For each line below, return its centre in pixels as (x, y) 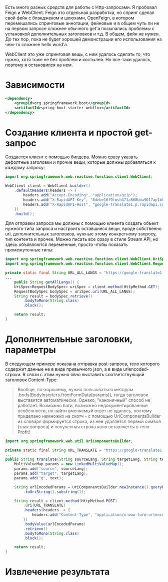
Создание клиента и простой (69, 132)
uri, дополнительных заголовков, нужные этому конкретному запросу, (81, 234)
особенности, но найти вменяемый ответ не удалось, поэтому (84, 411)
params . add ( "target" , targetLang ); (51, 474)
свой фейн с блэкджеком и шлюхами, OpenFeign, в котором (70, 18)
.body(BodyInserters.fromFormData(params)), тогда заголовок (83, 395)
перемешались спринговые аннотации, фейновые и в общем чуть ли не (82, 23)
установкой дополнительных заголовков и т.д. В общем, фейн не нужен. (82, 34)
